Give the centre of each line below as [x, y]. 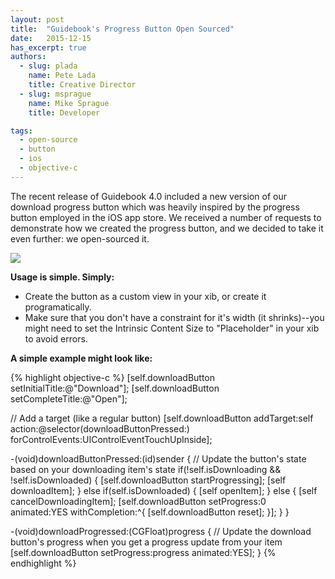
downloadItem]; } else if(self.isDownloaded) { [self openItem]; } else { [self [164, 490]
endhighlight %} [43, 563]
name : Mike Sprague [69, 103]
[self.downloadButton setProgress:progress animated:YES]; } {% [143, 552]
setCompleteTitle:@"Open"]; [69, 398]
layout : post [37, 19]
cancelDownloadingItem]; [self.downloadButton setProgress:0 [138, 501]
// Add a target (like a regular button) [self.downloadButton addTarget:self [162, 418]
